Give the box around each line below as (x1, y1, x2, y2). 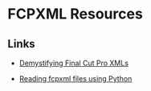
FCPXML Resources (7, 5, 144, 23)
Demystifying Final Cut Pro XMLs (18, 58, 129, 68)
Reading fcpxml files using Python (18, 74, 133, 83)
